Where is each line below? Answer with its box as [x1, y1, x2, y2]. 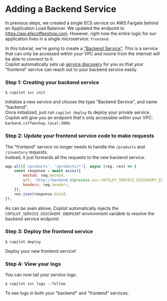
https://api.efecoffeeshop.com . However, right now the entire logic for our [5, 30, 157, 36]
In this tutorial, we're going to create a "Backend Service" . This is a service [5, 45, 158, 51]
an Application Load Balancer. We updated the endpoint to [5, 25, 125, 31]
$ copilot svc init [5, 90, 46, 95]
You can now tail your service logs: [5, 272, 77, 278]
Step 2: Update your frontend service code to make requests [5, 133, 155, 140]
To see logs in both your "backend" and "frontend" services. [5, 290, 129, 296]
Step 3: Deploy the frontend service [5, 228, 93, 235]
